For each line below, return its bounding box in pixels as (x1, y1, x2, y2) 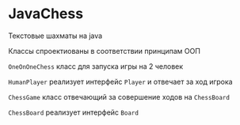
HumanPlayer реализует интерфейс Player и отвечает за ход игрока (8, 77, 233, 86)
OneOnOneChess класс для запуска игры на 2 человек (8, 61, 184, 71)
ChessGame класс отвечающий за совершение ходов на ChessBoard (8, 92, 230, 101)
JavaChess (8, 5, 84, 23)
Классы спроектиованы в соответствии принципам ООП (8, 46, 200, 55)
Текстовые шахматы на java (8, 31, 103, 40)
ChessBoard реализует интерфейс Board (8, 108, 139, 117)
